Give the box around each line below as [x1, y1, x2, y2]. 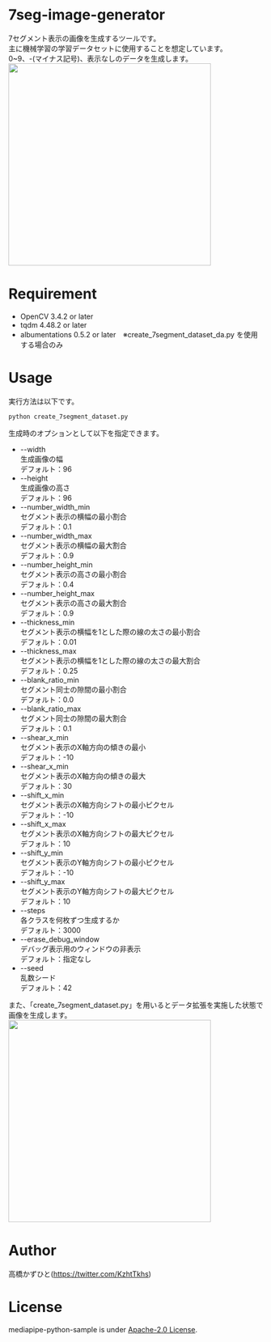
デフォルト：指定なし [19, 954, 91, 963]
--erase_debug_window [19, 934, 100, 944]
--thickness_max [19, 646, 77, 656]
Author [8, 1241, 57, 1259]
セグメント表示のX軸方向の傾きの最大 [19, 771, 146, 781]
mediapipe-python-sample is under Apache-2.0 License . [8, 1324, 198, 1334]
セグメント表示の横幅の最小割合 [19, 511, 127, 521]
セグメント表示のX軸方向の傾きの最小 [19, 742, 146, 751]
